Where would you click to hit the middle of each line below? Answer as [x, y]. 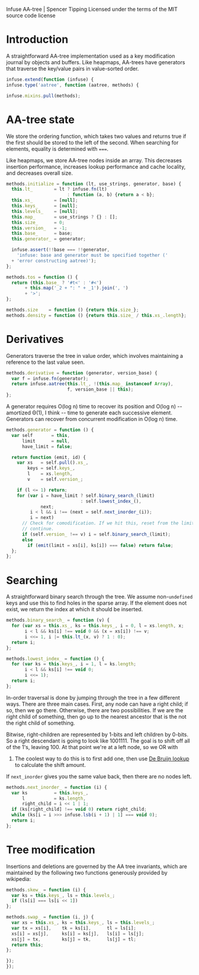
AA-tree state [41, 119]
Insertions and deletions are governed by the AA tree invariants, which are [97, 866]
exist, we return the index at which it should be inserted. [75, 609]
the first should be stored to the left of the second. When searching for [92, 142]
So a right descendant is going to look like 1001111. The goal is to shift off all [98, 741]
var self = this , [41, 435]
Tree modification [51, 850]
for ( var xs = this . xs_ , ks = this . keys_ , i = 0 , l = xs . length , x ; [98, 626]
